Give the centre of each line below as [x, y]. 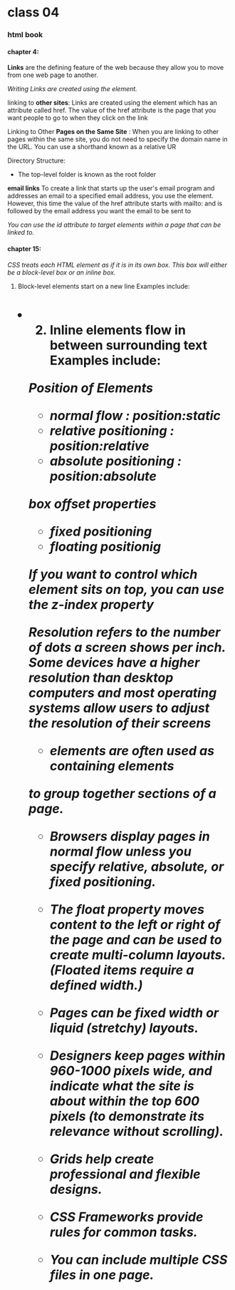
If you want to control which [113, 574]
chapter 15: [24, 249]
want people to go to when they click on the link [78, 118]
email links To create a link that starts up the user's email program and [111, 188]
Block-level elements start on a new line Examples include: [104, 286]
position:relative [99, 446]
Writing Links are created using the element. [72, 89]
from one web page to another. [53, 75]
